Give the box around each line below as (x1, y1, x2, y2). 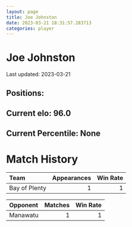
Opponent (9, 201, 39, 209)
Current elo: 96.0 (6, 108, 71, 118)
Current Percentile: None (6, 129, 101, 139)
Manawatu (9, 211, 39, 219)
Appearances (52, 174, 92, 182)
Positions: (6, 88, 45, 98)
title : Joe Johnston (6, 14, 58, 20)
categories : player (6, 25, 55, 32)
